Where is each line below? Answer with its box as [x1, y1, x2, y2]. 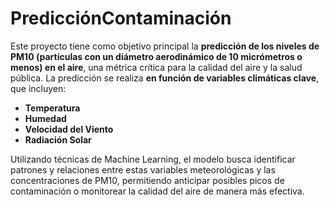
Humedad [24, 112, 67, 124]
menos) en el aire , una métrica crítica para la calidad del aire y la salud [10, 61, 303, 73]
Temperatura [24, 102, 81, 114]
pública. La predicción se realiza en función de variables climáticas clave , [10, 72, 320, 84]
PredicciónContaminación [10, 7, 232, 30]
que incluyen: [10, 82, 67, 94]
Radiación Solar [24, 133, 92, 146]
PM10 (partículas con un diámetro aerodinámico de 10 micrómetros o [10, 50, 303, 62]
